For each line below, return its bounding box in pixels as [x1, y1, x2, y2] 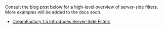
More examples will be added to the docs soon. [5, 9, 102, 15]
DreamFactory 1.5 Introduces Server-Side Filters [12, 19, 111, 24]
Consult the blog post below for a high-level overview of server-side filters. [5, 4, 158, 10]
